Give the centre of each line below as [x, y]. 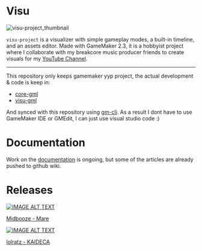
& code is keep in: [28, 82]
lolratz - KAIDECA [28, 241]
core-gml [26, 94]
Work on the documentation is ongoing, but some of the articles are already [100, 159]
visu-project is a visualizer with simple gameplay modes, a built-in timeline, [100, 39]
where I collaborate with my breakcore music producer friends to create [95, 52]
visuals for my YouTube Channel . [47, 58]
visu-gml [26, 100]
